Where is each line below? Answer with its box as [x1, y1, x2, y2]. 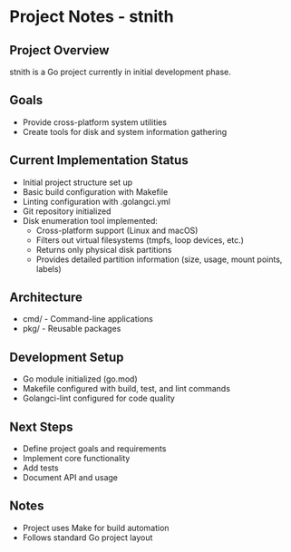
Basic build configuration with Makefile [22, 186, 169, 197]
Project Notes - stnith [9, 6, 174, 27]
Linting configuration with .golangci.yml [22, 196, 170, 207]
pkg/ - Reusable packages [22, 324, 121, 334]
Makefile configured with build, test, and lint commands [22, 383, 231, 394]
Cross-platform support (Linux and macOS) [35, 225, 199, 236]
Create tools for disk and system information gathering [22, 126, 228, 137]
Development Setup [9, 349, 124, 364]
